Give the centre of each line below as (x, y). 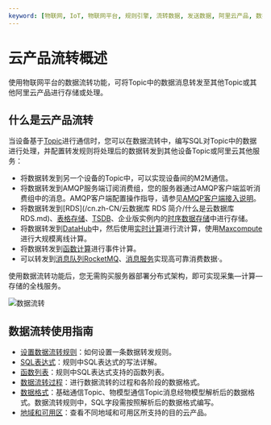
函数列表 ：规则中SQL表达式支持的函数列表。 (94, 373)
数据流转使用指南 (51, 331)
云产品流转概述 (58, 58)
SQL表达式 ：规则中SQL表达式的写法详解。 (91, 362)
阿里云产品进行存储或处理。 (61, 92)
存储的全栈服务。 (37, 286)
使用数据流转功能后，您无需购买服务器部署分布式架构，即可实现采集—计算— (135, 276)
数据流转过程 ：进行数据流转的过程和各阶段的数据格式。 (112, 382)
